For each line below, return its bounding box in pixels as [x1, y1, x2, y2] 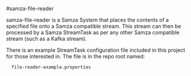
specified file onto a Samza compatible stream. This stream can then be [6, 23, 182, 29]
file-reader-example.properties [11, 64, 92, 70]
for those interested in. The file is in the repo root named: [6, 53, 145, 60]
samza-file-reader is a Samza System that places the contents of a [6, 16, 169, 23]
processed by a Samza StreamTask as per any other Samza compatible [6, 29, 180, 36]
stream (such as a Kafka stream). [6, 35, 87, 42]
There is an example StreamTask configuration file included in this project [6, 47, 185, 54]
